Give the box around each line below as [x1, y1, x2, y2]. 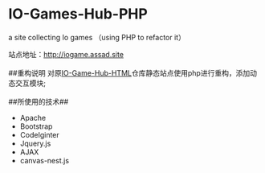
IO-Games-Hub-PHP [8, 5, 149, 23]
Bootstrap [19, 122, 53, 131]
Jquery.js [19, 138, 51, 148]
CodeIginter [19, 130, 60, 139]
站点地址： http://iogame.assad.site [8, 49, 124, 59]
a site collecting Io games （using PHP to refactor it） [8, 32, 186, 42]
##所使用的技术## [8, 97, 69, 106]
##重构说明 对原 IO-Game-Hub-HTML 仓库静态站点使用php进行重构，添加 [8, 68, 251, 77]
